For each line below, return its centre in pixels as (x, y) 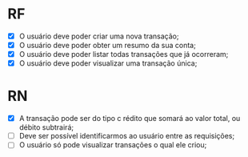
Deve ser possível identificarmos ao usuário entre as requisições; (127, 136)
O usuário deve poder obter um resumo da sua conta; (108, 45)
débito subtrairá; (46, 127)
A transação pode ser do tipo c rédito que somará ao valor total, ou (130, 119)
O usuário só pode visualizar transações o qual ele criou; (113, 145)
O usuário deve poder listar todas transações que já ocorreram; (124, 54)
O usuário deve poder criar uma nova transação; (99, 36)
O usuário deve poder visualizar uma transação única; (108, 63)
